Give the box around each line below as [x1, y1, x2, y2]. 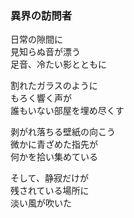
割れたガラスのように [10, 80, 98, 92]
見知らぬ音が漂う [10, 46, 81, 58]
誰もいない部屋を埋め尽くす [10, 105, 125, 117]
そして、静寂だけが [10, 172, 89, 184]
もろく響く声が [10, 92, 72, 104]
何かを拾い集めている [10, 151, 98, 163]
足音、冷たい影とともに [10, 58, 107, 71]
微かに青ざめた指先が [10, 138, 98, 151]
